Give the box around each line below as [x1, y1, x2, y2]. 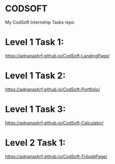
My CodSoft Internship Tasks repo [5, 19, 75, 25]
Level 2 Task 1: [5, 137, 66, 148]
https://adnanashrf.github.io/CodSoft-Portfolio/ [5, 86, 100, 92]
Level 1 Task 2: [5, 70, 66, 81]
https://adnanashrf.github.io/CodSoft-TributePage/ [5, 153, 108, 159]
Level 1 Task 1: [5, 36, 64, 48]
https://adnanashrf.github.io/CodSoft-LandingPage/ [5, 53, 110, 59]
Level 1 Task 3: [5, 104, 66, 115]
